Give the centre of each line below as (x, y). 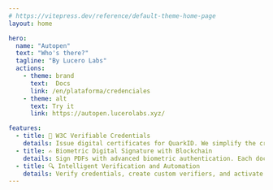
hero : (17, 38)
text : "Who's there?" (52, 54)
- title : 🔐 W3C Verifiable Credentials (83, 136)
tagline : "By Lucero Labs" (61, 61)
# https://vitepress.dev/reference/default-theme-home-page (113, 16)
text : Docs (50, 83)
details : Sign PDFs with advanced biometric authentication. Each (138, 158)
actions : (30, 69)
